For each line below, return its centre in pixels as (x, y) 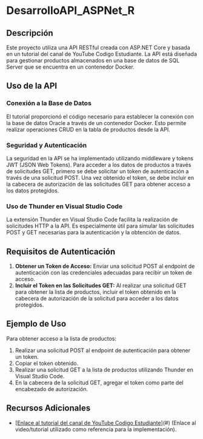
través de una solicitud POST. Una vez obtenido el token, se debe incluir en (100, 177)
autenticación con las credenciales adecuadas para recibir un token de (103, 273)
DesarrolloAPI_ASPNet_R (71, 11)
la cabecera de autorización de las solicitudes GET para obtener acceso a (98, 184)
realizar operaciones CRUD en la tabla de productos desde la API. (88, 129)
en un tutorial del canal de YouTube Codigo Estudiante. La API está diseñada (102, 54)
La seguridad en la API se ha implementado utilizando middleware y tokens (100, 158)
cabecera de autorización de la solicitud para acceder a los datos (97, 299)
